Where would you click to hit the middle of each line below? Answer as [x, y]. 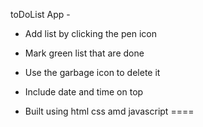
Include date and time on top [84, 92]
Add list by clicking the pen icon [90, 33]
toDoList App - [40, 14]
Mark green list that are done [84, 53]
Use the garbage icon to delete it [92, 72]
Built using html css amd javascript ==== [109, 111]
